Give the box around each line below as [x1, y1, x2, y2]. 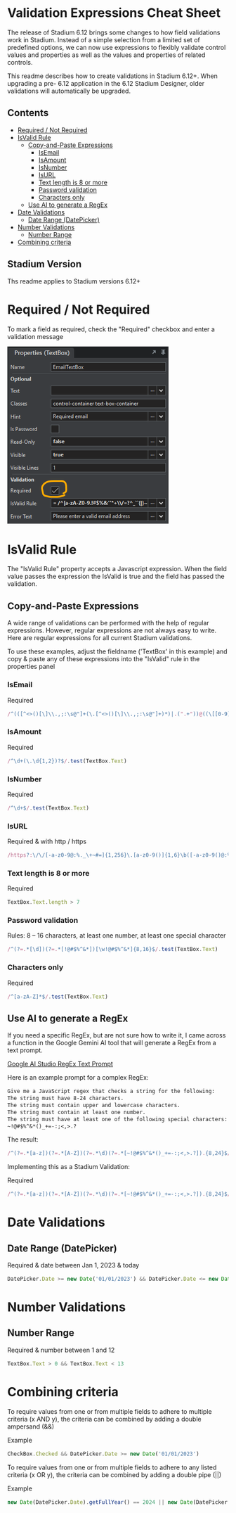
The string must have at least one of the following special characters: [7, 1116, 228, 1123]
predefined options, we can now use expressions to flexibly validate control [7, 43, 226, 51]
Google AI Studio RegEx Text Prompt [7, 1060, 114, 1068]
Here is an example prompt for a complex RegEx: [7, 1073, 149, 1082]
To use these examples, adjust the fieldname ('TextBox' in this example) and [7, 647, 228, 656]
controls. [7, 58, 33, 66]
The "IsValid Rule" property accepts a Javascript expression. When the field [7, 565, 227, 573]
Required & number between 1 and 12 [7, 1346, 115, 1354]
